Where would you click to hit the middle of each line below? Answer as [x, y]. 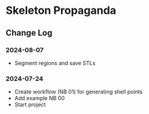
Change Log [29, 33]
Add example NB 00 [39, 98]
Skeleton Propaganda [61, 11]
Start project [30, 105]
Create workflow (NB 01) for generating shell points [78, 92]
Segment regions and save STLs [55, 63]
